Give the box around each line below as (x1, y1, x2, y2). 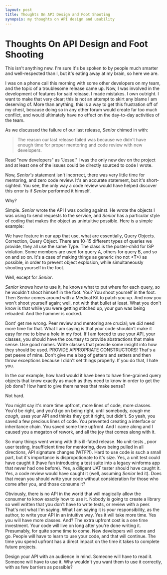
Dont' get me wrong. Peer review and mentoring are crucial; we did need (5, 320, 155, 326)
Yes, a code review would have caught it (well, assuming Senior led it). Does (5, 471, 162, 477)
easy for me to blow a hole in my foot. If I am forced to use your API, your (5, 331, 156, 337)
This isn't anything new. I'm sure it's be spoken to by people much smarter (5, 65, 159, 71)
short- (146, 177, 160, 183)
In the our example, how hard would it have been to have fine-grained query (5, 373, 162, 379)
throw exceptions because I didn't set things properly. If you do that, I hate (5, 358, 159, 364)
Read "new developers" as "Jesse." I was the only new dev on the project (5, 157, 156, 163)
